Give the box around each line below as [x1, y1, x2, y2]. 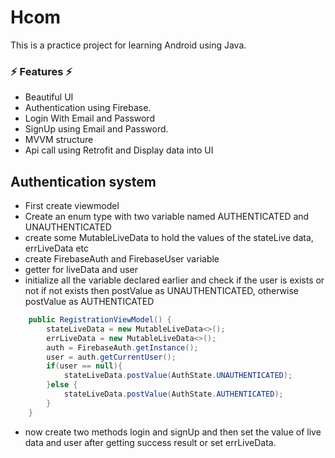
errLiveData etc [24, 242, 90, 255]
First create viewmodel [24, 200, 120, 212]
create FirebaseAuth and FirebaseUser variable [24, 253, 220, 265]
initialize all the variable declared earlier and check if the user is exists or [24, 274, 325, 286]
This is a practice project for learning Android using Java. [10, 39, 247, 51]
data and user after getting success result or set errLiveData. [24, 436, 277, 448]
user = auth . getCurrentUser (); [46, 352, 177, 362]
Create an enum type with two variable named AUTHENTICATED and [24, 211, 310, 223]
